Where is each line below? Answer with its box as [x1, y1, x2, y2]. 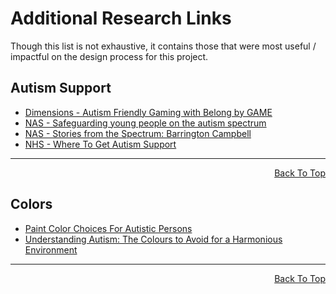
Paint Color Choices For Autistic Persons [24, 222, 193, 234]
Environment [24, 243, 78, 256]
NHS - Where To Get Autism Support [24, 138, 177, 150]
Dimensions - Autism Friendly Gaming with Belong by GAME [24, 106, 273, 118]
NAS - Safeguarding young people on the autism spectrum [24, 117, 267, 129]
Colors [10, 196, 53, 213]
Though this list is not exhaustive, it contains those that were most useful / [10, 40, 317, 52]
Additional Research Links [10, 7, 232, 30]
